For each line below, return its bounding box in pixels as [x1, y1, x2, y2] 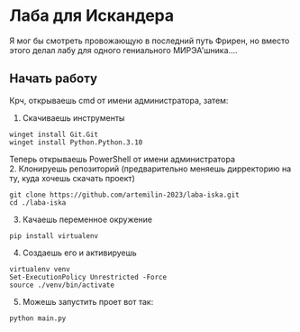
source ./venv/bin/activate [9, 281, 115, 290]
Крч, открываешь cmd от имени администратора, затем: [9, 95, 229, 106]
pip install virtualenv [9, 231, 99, 240]
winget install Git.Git [9, 130, 99, 139]
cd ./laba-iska [9, 198, 67, 207]
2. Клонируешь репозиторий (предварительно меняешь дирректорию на [9, 163, 292, 174]
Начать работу [9, 71, 97, 87]
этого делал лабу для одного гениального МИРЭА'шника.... [9, 44, 238, 55]
